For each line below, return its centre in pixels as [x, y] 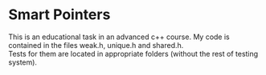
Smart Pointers [59, 15]
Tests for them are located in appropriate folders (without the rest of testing [133, 53]
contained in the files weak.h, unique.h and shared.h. [96, 45]
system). [23, 62]
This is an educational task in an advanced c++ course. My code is [119, 37]
